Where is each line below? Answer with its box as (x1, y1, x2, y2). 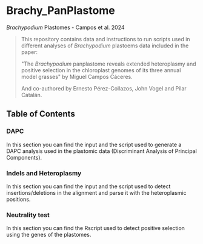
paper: (21, 48, 38, 55)
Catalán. (21, 91, 42, 98)
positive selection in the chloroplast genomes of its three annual (21, 66, 181, 73)
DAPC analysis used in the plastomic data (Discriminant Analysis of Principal (6, 147, 197, 155)
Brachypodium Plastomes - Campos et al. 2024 (6, 24, 125, 31)
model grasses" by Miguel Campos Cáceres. (21, 73, 133, 80)
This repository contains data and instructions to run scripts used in (21, 35, 190, 42)
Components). (6, 154, 42, 161)
